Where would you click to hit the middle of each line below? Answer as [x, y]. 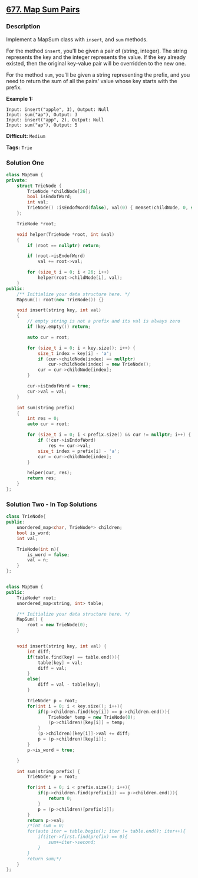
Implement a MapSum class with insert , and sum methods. [77, 39]
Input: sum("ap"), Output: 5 [42, 125]
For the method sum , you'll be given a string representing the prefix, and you [98, 75]
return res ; [42, 478]
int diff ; [39, 652]
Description [23, 27]
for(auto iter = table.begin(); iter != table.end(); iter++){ [106, 831]
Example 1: [20, 98]
